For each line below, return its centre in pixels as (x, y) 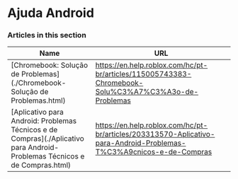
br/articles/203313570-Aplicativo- (155, 134)
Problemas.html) (38, 100)
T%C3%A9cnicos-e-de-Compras (154, 152)
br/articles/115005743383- (143, 74)
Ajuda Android (51, 13)
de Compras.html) (41, 166)
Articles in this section (47, 35)
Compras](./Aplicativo (47, 139)
